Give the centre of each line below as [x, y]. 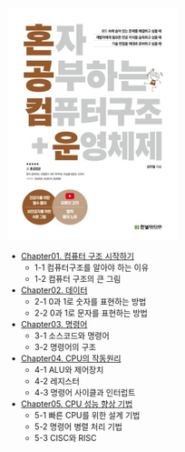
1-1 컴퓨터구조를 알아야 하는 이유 [92, 267]
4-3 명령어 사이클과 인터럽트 [85, 392]
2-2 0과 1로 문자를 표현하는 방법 [91, 313]
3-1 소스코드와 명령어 [72, 336]
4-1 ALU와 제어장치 [69, 370]
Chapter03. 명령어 [54, 324]
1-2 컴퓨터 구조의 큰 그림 [78, 279]
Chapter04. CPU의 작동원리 [71, 358]
